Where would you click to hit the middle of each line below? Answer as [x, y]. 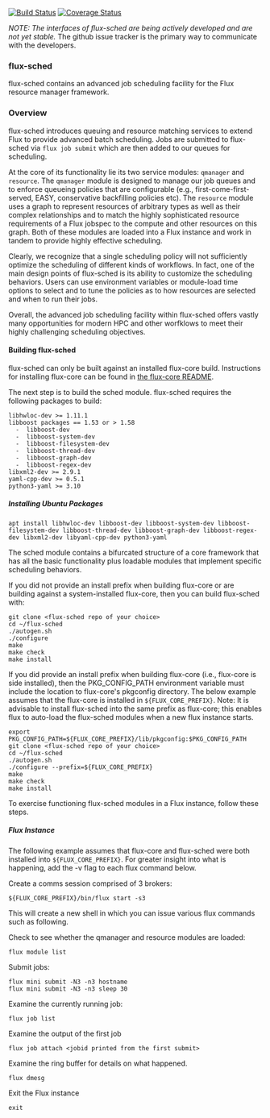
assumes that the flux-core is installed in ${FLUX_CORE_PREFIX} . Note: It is [129, 700]
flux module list [37, 952]
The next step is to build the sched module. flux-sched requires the [120, 392]
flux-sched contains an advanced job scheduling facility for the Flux [121, 84]
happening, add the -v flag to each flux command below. [102, 867]
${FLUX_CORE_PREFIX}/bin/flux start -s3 [77, 898]
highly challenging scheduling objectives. [77, 331]
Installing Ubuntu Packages [56, 504]
